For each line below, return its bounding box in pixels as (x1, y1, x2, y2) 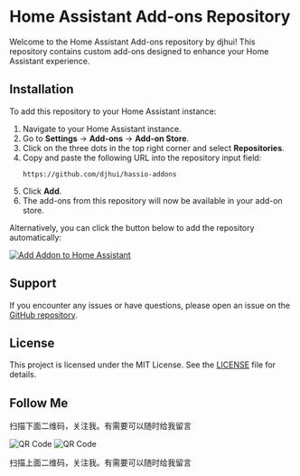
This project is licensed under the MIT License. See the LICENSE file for (9, 359, 277, 370)
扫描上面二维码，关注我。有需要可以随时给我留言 (9, 457, 192, 468)
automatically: (9, 232, 61, 243)
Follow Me (9, 395, 69, 411)
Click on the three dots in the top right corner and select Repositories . (22, 142, 285, 153)
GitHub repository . (9, 309, 79, 320)
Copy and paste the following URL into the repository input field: (22, 152, 262, 163)
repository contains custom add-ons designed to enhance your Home (9, 45, 269, 56)
